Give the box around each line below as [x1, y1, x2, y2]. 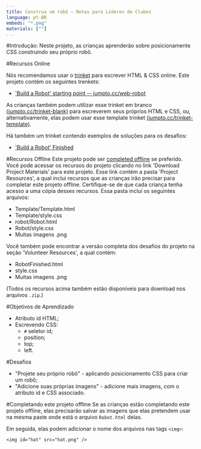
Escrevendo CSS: [14, 321, 58, 328]
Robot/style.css [14, 225, 54, 232]
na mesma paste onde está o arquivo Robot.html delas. [6, 414, 143, 421]
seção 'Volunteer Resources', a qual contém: [6, 249, 117, 256]
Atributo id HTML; [14, 315, 59, 322]
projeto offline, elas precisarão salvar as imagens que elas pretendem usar [6, 407, 191, 415]
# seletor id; [23, 328, 53, 335]
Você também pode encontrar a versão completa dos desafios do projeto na [6, 243, 195, 250]
